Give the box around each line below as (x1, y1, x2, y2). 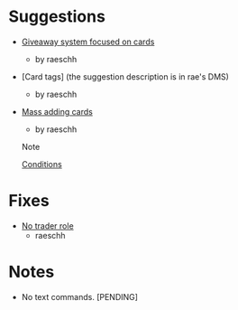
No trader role (21, 220, 74, 231)
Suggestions (8, 6, 105, 27)
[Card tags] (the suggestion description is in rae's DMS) (21, 70, 229, 82)
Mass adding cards (21, 106, 94, 117)
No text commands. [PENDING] (21, 291, 139, 302)
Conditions (21, 158, 62, 169)
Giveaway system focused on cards (21, 36, 155, 47)
